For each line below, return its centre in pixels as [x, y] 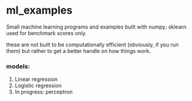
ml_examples [39, 10]
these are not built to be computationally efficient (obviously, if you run [92, 45]
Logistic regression [38, 86]
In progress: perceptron [44, 92]
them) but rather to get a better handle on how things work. [79, 50]
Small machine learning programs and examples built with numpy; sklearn [96, 27]
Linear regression [36, 79]
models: [18, 66]
